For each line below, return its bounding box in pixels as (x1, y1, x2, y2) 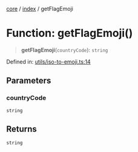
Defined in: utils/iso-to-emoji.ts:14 (6, 58, 91, 65)
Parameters (6, 76, 51, 86)
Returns (6, 124, 38, 134)
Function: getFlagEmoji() (6, 27, 133, 40)
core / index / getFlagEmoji (6, 5, 74, 12)
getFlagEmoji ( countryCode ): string (21, 46, 108, 53)
